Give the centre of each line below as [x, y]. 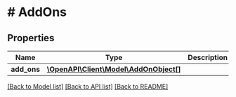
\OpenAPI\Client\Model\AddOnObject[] [114, 69]
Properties [31, 38]
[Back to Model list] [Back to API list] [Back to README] [88, 87]
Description [208, 58]
